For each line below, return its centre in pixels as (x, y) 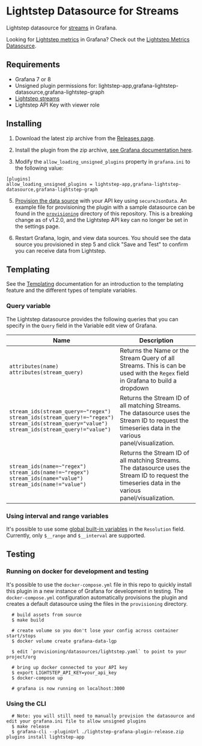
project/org (21, 657)
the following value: (39, 168)
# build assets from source (47, 615)
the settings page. (37, 226)
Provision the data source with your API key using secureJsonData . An (101, 200)
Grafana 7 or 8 (33, 79)
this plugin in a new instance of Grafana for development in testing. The (95, 591)
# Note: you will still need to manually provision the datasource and (103, 716)
